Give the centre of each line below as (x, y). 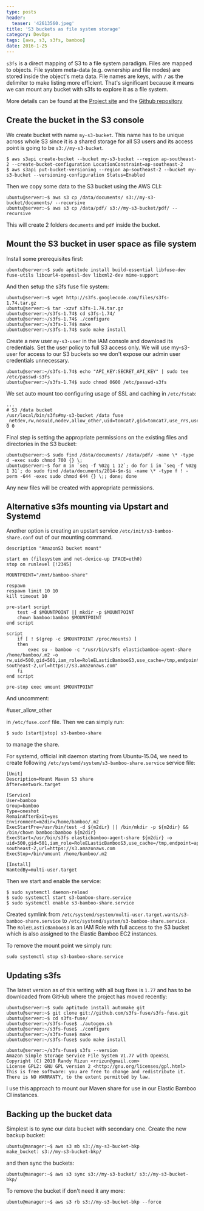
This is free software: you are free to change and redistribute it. (96, 1072)
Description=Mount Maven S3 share (50, 780)
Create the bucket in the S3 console (75, 120)
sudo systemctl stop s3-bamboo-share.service (65, 957)
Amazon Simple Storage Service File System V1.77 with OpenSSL (88, 1056)
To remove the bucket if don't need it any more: (66, 1191)
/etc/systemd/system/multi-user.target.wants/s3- (126, 915)
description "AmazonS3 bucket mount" (54, 549)
